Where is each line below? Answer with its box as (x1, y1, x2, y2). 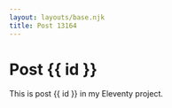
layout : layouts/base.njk (9, 12, 105, 22)
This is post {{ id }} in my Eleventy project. (9, 89, 164, 99)
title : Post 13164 (9, 21, 77, 30)
